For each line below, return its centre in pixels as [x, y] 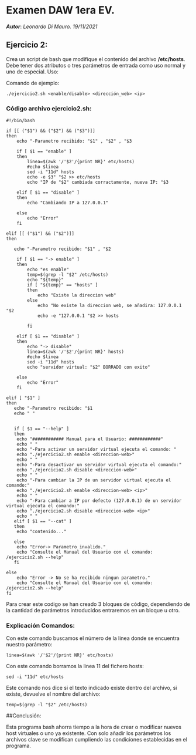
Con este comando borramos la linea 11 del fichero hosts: [75, 666]
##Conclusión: [24, 716]
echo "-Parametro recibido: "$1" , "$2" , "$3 [74, 141]
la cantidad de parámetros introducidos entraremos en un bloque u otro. [93, 611]
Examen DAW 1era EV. [61, 10]
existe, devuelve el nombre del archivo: [53, 694]
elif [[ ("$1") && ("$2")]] [40, 234]
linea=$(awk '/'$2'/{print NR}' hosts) [76, 352]
